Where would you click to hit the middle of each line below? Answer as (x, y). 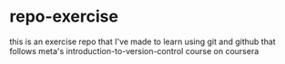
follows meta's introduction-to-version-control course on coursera (134, 50)
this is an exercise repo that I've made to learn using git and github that (142, 41)
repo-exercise (64, 17)
